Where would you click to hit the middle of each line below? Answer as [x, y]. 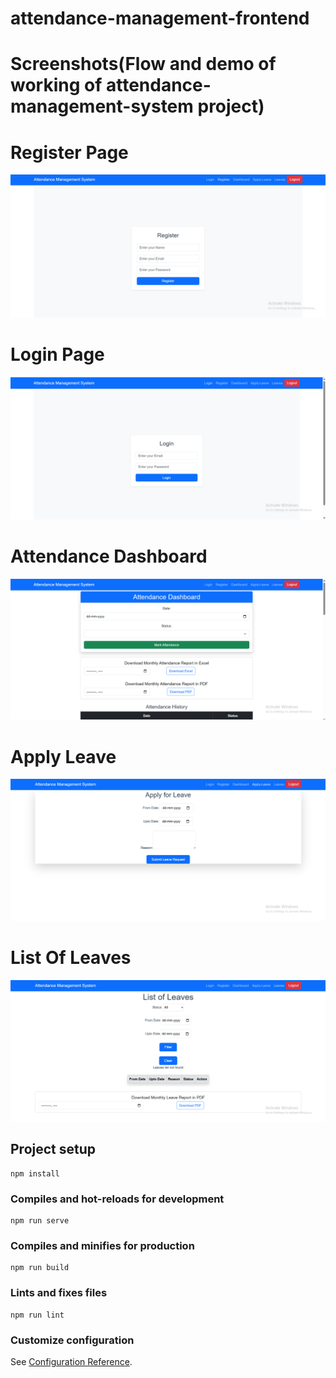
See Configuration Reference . [71, 1362]
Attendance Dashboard [109, 556]
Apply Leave [63, 756]
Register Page [69, 152]
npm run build [40, 1268]
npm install [35, 1173]
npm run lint [37, 1315]
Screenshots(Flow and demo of [143, 64]
